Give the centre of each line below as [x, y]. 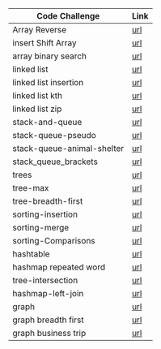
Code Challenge [68, 16]
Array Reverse [40, 30]
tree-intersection [45, 280]
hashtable [31, 254]
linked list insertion [48, 82]
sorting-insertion [45, 214]
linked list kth [38, 95]
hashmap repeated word [59, 267]
